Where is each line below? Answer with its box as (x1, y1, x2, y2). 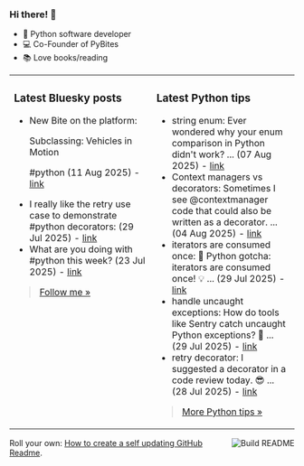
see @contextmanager (171, 193, 269, 206)
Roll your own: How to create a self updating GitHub (9, 438, 204, 449)
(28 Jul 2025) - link (171, 386, 258, 398)
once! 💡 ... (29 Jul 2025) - (171, 273, 285, 285)
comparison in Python (171, 137, 265, 150)
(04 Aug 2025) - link (171, 228, 262, 240)
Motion (29, 146, 60, 159)
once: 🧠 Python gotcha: (171, 250, 271, 263)
